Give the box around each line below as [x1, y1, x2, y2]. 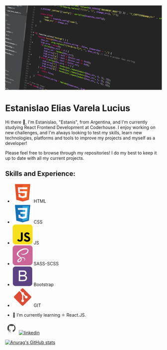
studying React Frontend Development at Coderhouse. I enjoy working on [5, 124, 156, 130]
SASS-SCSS [33, 261, 59, 267]
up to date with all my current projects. [5, 155, 84, 161]
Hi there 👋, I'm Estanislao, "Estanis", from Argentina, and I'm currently [5, 119, 148, 125]
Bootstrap [33, 282, 54, 288]
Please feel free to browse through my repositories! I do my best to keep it [5, 150, 157, 156]
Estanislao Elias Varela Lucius [5, 103, 131, 114]
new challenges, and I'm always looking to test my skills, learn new [5, 129, 143, 135]
